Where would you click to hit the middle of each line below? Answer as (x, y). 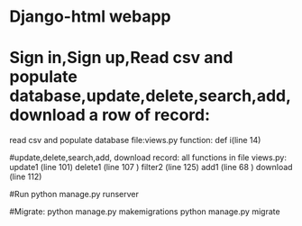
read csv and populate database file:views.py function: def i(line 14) (135, 140)
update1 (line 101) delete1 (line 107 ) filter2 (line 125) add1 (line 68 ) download (151, 167)
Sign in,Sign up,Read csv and (121, 58)
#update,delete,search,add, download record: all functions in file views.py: (148, 158)
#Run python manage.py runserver (74, 194)
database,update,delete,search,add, (150, 96)
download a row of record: (110, 115)
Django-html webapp (90, 17)
